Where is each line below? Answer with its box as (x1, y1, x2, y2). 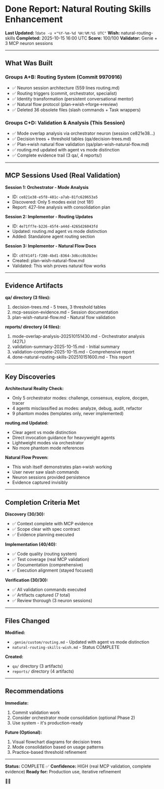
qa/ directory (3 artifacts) (12, 663, 63, 669)
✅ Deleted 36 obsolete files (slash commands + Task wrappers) (12, 106, 141, 113)
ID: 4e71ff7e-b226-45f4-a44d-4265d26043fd (12, 223, 98, 229)
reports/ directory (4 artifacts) (12, 668, 74, 674)
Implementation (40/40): (5, 541, 57, 547)
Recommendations (5, 687, 64, 695)
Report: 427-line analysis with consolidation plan (12, 204, 111, 210)
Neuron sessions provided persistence (12, 475, 90, 480)
